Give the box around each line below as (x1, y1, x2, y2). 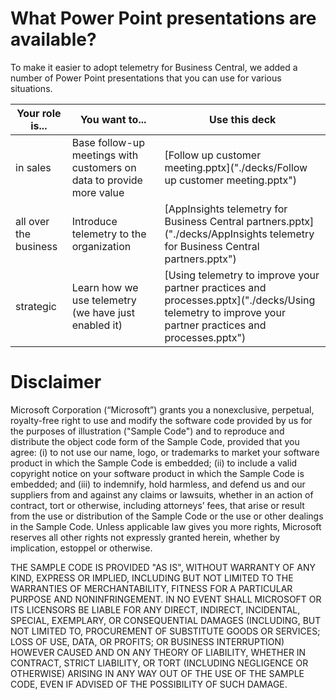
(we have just (71, 305, 135, 319)
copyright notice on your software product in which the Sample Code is (10, 467, 305, 479)
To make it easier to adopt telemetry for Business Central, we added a (10, 61, 298, 73)
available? (10, 28, 97, 51)
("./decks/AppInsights (164, 227, 268, 241)
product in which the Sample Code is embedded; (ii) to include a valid (10, 457, 298, 469)
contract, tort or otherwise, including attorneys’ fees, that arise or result (10, 499, 305, 511)
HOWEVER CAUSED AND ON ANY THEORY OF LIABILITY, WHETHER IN (10, 646, 307, 658)
